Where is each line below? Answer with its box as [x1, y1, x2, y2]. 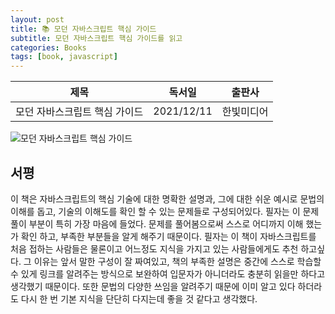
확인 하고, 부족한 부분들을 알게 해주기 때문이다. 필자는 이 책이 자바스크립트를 [20, 230, 317, 242]
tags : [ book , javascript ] [10, 52, 118, 62]
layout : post [10, 14, 65, 25]
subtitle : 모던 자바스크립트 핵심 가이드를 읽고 [10, 33, 183, 43]
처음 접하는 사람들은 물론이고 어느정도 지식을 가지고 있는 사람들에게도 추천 [10, 242, 299, 255]
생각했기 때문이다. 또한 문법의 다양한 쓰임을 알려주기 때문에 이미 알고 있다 [10, 280, 296, 292]
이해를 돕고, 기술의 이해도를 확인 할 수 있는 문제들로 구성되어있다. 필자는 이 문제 [10, 205, 320, 217]
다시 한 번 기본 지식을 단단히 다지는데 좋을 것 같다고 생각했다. [20, 292, 258, 305]
